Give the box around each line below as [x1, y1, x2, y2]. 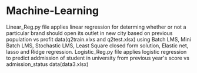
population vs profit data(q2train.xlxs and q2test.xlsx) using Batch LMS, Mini [6, 36, 191, 43]
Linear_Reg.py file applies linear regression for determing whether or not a [6, 23, 186, 30]
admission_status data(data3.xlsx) [6, 60, 89, 68]
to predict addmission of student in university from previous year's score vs [6, 54, 190, 61]
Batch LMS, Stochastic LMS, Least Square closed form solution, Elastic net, [6, 42, 189, 49]
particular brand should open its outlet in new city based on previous [6, 29, 173, 36]
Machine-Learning [6, 4, 99, 18]
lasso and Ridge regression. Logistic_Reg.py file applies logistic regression [6, 48, 187, 55]
